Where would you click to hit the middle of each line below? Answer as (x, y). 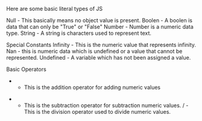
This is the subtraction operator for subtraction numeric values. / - (106, 105)
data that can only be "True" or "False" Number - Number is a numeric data (100, 27)
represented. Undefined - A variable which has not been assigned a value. (99, 57)
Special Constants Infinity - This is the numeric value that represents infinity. (101, 45)
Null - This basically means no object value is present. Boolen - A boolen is (99, 20)
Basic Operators (26, 69)
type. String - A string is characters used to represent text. (79, 33)
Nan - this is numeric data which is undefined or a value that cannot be (94, 51)
